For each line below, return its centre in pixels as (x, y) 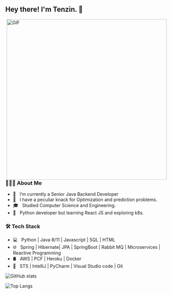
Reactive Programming (37, 253)
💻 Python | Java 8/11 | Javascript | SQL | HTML (64, 240)
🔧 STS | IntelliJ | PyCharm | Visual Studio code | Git (68, 266)
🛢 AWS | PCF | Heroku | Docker (47, 259)
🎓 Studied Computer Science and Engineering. (64, 206)
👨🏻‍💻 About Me (24, 183)
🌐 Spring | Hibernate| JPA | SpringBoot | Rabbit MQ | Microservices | (86, 247)
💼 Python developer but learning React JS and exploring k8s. (78, 213)
